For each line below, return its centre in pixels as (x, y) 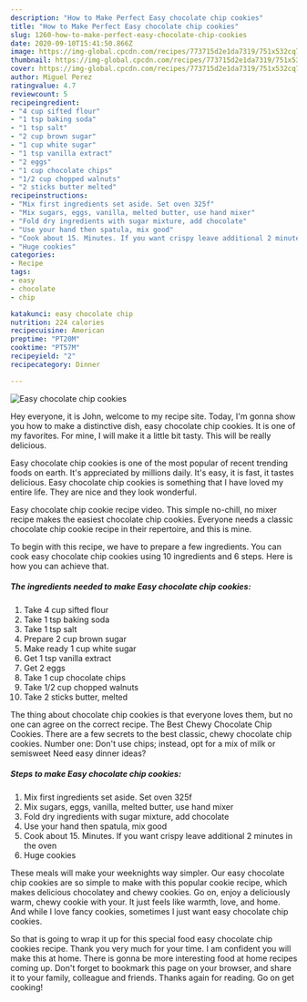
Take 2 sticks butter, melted (76, 697)
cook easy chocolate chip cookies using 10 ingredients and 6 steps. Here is (152, 556)
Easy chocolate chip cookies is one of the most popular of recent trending (149, 463)
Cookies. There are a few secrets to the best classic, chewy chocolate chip (151, 733)
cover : (23, 69)
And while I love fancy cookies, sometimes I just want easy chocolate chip (149, 911)
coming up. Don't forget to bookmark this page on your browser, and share (151, 967)
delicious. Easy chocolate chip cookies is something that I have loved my (147, 482)
